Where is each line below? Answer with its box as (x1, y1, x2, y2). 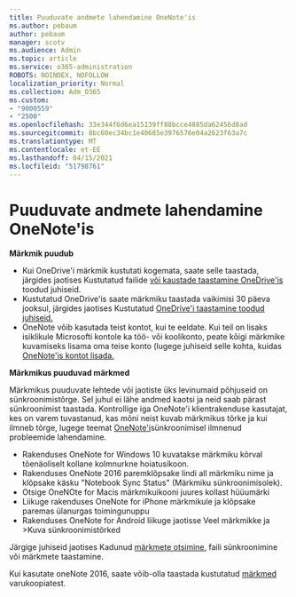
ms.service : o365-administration (9, 63, 133, 72)
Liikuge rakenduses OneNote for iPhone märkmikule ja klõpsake (21, 497, 256, 507)
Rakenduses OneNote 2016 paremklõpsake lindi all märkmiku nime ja (21, 468, 274, 479)
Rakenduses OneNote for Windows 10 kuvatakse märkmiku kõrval (21, 450, 263, 460)
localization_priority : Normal (9, 79, 125, 88)
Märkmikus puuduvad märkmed (9, 368, 130, 378)
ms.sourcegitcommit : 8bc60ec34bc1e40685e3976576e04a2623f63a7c (9, 129, 248, 138)
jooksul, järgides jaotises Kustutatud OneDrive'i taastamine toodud (21, 303, 265, 314)
